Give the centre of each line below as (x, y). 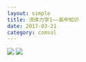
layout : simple (29, 13)
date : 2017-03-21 (32, 26)
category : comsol (32, 32)
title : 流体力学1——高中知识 (43, 20)
